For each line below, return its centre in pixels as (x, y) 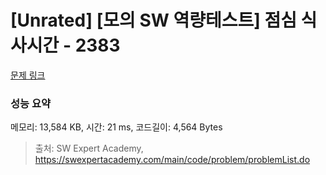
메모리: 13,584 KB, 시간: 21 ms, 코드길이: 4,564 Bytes (116, 127)
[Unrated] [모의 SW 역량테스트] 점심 (153, 20)
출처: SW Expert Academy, (89, 148)
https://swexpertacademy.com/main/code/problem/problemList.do (172, 160)
